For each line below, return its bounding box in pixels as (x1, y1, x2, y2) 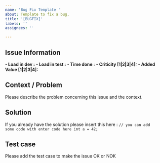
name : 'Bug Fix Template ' (5, 7, 61, 12)
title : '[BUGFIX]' (5, 16, 43, 21)
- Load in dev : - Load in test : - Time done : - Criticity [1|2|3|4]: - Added (5, 61, 156, 67)
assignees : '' (5, 26, 35, 31)
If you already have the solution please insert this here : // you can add (5, 122, 150, 127)
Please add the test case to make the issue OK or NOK (5, 153, 116, 159)
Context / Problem (5, 81, 63, 89)
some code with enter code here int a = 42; (5, 126, 98, 131)
